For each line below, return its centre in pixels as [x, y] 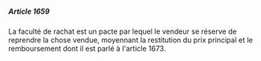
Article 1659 [29, 11]
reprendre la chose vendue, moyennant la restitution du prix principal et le [130, 39]
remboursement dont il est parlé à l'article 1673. [87, 48]
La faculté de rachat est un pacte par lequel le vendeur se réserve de [122, 31]
